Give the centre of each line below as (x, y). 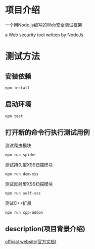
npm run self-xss (23, 193)
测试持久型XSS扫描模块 (29, 165)
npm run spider (21, 155)
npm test (14, 116)
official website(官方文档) (31, 242)
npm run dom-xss (22, 174)
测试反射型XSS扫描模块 (29, 184)
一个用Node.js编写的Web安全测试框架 (44, 25)
